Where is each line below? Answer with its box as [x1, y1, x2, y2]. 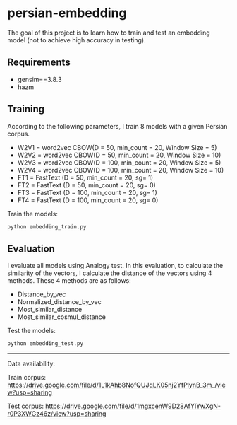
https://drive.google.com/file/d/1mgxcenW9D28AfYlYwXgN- [45, 402, 221, 411]
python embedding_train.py [7, 223, 87, 231]
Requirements [7, 57, 71, 69]
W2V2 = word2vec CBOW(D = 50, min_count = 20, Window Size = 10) [17, 151, 221, 159]
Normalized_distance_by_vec [17, 298, 102, 306]
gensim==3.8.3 [17, 75, 62, 83]
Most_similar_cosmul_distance [17, 313, 106, 321]
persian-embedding [7, 5, 127, 21]
